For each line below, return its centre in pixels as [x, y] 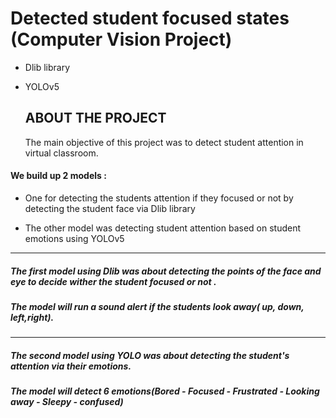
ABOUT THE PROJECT [95, 118]
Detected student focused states [150, 18]
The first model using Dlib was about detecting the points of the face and [166, 271]
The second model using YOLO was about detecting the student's [150, 355]
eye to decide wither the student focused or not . [113, 281]
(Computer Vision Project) [121, 39]
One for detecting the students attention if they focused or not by [159, 198]
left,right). [32, 317]
